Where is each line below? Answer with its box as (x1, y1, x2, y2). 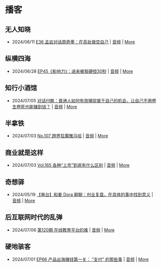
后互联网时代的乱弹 (5, 213, 63, 221)
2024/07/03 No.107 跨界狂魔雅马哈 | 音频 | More (12, 133, 108, 139)
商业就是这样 (5, 148, 44, 157)
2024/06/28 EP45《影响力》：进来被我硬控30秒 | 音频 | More (12, 68, 133, 74)
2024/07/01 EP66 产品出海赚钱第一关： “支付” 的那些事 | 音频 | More (12, 256, 149, 262)
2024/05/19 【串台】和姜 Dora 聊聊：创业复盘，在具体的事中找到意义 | (12, 192, 154, 198)
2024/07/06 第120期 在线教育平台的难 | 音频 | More (12, 227, 115, 233)
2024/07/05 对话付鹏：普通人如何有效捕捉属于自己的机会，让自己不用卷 (12, 97, 157, 103)
